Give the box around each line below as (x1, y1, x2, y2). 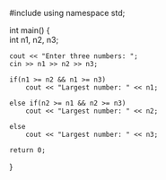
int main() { (9, 25, 51, 35)
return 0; (9, 146, 47, 155)
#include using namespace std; (9, 8, 126, 18)
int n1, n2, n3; (9, 35, 59, 45)
